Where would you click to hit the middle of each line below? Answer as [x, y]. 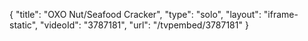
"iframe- [281, 14]
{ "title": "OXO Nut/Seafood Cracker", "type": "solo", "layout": [135, 14]
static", [24, 25]
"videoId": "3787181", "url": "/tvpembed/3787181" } [144, 25]
